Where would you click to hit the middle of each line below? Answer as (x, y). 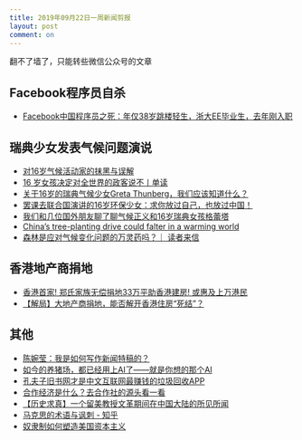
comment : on (32, 34)
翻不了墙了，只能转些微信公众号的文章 (80, 62)
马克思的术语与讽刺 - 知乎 (71, 415)
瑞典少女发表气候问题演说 (80, 147)
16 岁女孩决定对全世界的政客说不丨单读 (95, 182)
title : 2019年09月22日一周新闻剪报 (70, 18)
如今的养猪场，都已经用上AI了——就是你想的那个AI (117, 369)
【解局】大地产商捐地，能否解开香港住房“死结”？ (113, 303)
